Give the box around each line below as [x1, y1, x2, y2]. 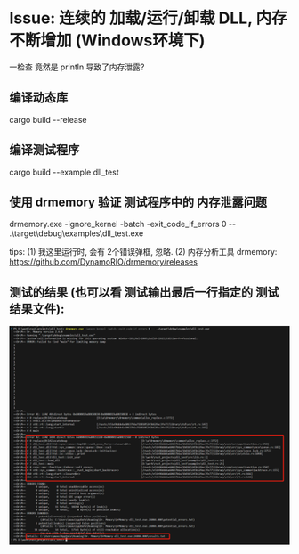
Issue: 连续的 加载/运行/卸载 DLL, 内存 [9, 8, 287, 29]
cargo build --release [9, 114, 87, 125]
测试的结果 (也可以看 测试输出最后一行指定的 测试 [9, 284, 279, 299]
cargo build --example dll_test [9, 167, 119, 177]
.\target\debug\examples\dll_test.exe [9, 228, 144, 239]
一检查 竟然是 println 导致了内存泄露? [9, 61, 145, 72]
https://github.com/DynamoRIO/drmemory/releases [9, 257, 198, 267]
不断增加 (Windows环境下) [9, 30, 206, 51]
